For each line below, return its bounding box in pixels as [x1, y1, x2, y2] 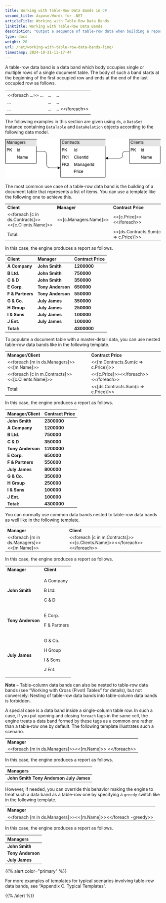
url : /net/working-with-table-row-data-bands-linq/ [5, 45, 114, 50]
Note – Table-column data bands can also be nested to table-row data [5, 682, 148, 688]
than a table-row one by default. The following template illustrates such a [5, 723, 154, 729]
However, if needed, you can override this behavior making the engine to [5, 786, 154, 792]
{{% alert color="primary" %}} [5, 868, 67, 874]
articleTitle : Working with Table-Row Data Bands [5, 18, 110, 23]
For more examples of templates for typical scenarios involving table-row [5, 878, 154, 884]
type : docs [5, 34, 28, 39]
